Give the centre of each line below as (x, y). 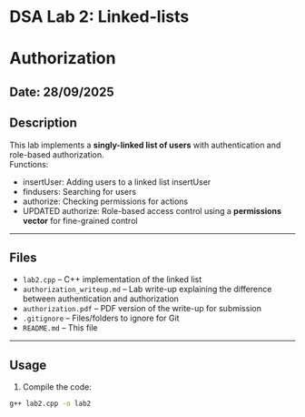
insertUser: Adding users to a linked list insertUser (117, 182)
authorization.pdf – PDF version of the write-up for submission (142, 309)
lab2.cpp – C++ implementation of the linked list (112, 280)
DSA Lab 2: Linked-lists (99, 17)
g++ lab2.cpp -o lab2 (50, 404)
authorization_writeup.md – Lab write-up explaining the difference (147, 290)
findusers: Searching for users (79, 191)
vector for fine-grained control (80, 220)
